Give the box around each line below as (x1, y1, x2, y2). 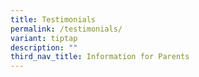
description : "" (10, 42, 78, 53)
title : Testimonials (10, 14, 97, 25)
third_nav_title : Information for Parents (10, 52, 190, 62)
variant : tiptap (10, 33, 78, 43)
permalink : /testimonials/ (10, 24, 123, 34)
